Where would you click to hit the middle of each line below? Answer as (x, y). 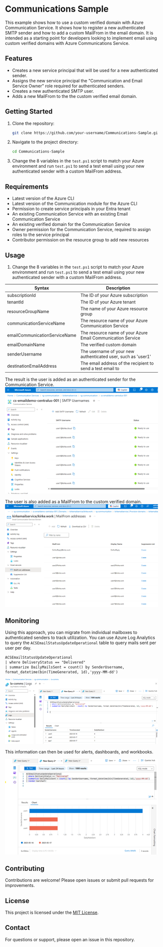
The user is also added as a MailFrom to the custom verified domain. (73, 502)
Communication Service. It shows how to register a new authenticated (75, 27)
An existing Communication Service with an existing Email (70, 214)
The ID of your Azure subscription (114, 295)
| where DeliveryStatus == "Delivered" (45, 662)
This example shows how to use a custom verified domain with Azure (74, 22)
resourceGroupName (28, 311)
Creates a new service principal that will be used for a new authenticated (85, 70)
